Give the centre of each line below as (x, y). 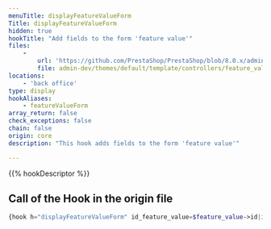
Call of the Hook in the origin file (91, 198)
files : (19, 46)
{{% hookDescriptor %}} (49, 173)
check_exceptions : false (50, 121)
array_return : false (43, 114)
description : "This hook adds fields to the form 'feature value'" (124, 143)
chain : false (30, 128)
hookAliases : (30, 98)
